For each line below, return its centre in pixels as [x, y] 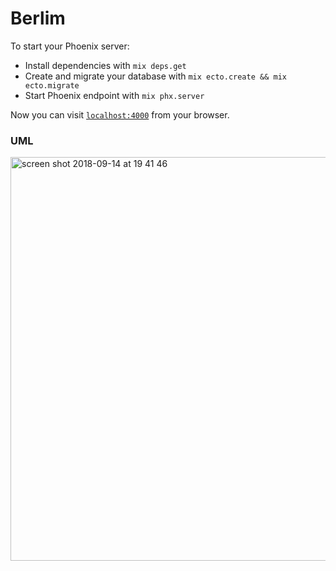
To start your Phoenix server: [70, 46]
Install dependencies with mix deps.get [105, 65]
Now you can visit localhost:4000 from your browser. [120, 114]
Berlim [38, 18]
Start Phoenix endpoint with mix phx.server [114, 95]
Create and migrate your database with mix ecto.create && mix [155, 76]
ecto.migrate [52, 85]
